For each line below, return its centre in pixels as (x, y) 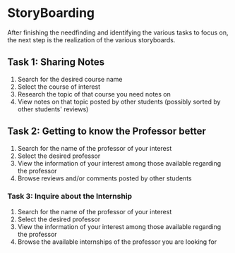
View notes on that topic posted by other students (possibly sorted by (119, 101)
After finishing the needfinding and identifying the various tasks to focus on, (118, 32)
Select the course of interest (59, 87)
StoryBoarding (51, 13)
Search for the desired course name (70, 79)
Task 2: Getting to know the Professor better (107, 131)
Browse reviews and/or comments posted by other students (104, 178)
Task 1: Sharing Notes (56, 62)
